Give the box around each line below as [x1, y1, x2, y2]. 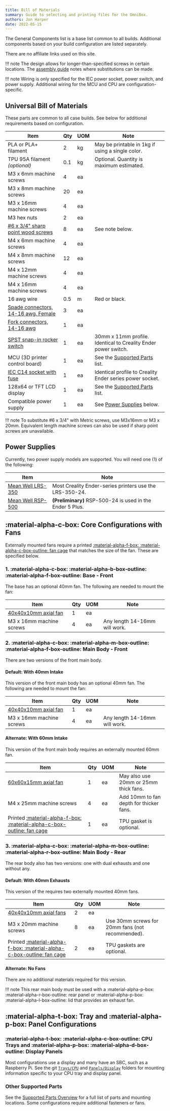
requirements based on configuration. [5, 121, 84, 127]
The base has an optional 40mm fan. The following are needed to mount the [5, 583, 164, 589]
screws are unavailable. [5, 428, 55, 434]
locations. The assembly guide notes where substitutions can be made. [5, 66, 154, 72]
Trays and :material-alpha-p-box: [5, 1041, 90, 1048]
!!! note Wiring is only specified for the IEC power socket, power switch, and [5, 76, 163, 82]
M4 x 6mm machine [8, 237, 56, 244]
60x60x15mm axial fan [8, 778, 63, 786]
